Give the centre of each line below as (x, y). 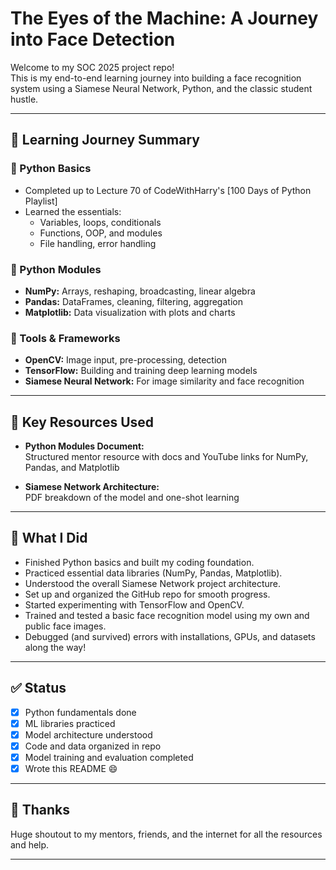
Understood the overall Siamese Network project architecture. (152, 583)
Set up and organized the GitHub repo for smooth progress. (147, 594)
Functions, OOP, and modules (101, 233)
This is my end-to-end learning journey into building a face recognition (156, 78)
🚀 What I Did (49, 538)
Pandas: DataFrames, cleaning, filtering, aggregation (133, 301)
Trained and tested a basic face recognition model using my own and (167, 615)
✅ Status (38, 688)
